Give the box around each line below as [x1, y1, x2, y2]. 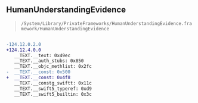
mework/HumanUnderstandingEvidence [20, 26, 110, 32]
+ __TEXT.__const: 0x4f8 [6, 74, 70, 81]
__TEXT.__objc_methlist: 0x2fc [14, 64, 92, 70]
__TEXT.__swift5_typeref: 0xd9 [14, 86, 92, 92]
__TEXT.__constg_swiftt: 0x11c [14, 80, 92, 86]
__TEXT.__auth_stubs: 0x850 [14, 58, 84, 64]
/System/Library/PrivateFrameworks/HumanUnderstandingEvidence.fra [20, 20, 192, 26]
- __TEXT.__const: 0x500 [6, 69, 70, 75]
